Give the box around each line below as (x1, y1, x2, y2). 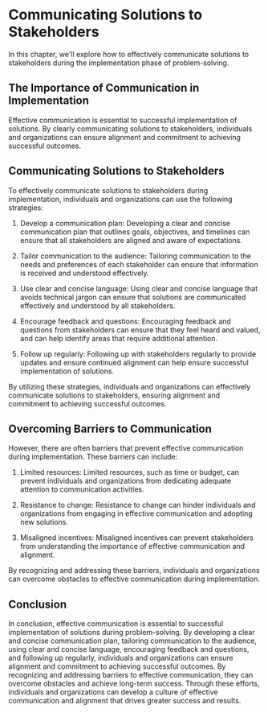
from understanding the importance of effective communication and (19, 542, 246, 551)
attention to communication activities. (19, 484, 144, 494)
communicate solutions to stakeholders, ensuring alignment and (8, 390, 221, 400)
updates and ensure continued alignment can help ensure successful (19, 357, 249, 367)
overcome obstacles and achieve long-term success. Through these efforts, (8, 678, 260, 689)
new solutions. (19, 517, 68, 527)
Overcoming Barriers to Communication (8, 422, 213, 435)
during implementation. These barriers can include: (8, 452, 178, 462)
